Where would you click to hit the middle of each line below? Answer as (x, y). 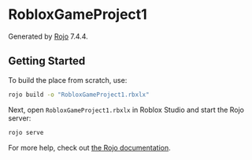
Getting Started (47, 61)
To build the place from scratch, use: (68, 80)
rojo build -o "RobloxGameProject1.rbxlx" (79, 95)
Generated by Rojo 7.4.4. (48, 36)
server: (20, 118)
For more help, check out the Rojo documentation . (89, 147)
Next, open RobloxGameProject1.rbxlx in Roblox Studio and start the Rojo (126, 110)
